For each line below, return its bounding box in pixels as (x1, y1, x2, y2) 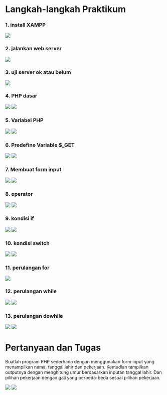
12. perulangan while (5, 288, 57, 295)
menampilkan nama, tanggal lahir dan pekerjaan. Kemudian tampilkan (5, 364, 149, 370)
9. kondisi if (5, 215, 34, 222)
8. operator (5, 191, 33, 198)
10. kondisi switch (5, 239, 50, 246)
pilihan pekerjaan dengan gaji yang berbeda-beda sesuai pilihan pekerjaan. (5, 374, 161, 380)
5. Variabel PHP (5, 117, 44, 124)
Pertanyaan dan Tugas (5, 342, 101, 353)
